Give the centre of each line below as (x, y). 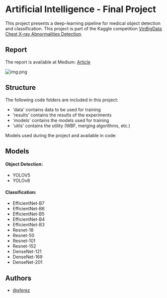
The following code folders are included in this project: (62, 100)
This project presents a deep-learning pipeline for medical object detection (83, 23)
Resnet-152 (24, 246)
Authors (18, 278)
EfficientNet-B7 (28, 203)
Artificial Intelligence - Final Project (81, 9)
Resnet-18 (23, 230)
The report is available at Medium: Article (48, 62)
